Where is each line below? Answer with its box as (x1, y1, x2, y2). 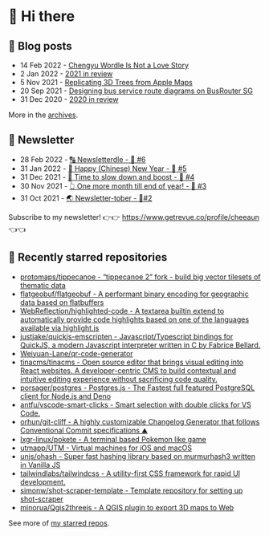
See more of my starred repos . (8, 518, 110, 528)
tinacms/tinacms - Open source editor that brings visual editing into (19, 357, 243, 367)
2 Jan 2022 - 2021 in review (19, 69, 113, 79)
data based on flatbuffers (19, 297, 104, 307)
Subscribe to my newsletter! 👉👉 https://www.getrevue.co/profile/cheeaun (8, 212, 259, 221)
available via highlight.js (19, 323, 100, 332)
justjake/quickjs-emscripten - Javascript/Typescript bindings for (19, 331, 234, 341)
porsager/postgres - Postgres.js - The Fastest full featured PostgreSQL (19, 383, 255, 392)
